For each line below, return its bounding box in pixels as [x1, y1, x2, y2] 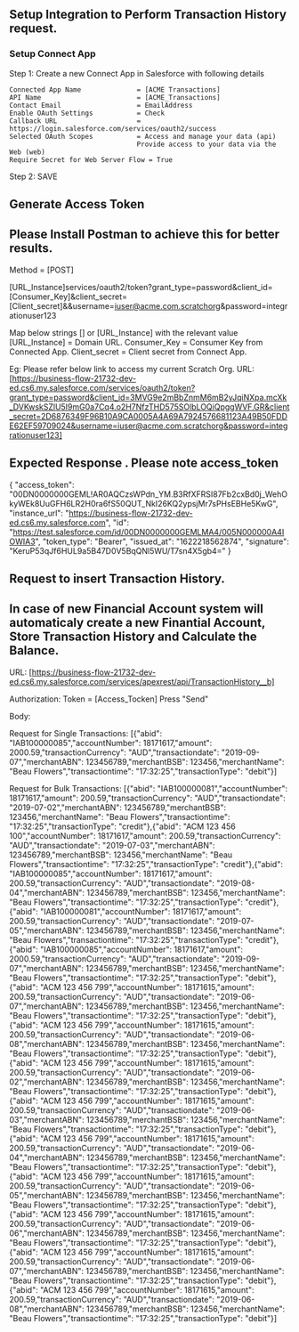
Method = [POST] [9, 264, 74, 275]
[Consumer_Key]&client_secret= [9, 291, 127, 302]
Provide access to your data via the [136, 140, 277, 149]
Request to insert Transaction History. [9, 572, 225, 587]
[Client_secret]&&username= [9, 300, 116, 311]
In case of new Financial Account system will [9, 601, 264, 617]
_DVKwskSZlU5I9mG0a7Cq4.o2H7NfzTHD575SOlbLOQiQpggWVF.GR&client [9, 401, 290, 412]
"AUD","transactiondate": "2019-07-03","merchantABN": [9, 840, 215, 850]
